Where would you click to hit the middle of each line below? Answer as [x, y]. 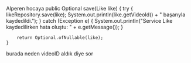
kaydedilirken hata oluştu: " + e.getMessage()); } [65, 27]
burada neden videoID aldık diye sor [50, 54]
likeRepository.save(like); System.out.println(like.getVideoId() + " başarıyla [96, 15]
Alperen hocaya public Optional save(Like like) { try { [70, 8]
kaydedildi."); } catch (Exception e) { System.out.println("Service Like [89, 21]
